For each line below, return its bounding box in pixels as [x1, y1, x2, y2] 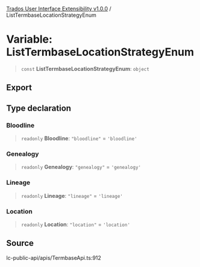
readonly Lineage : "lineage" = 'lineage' [20, 192, 123, 199]
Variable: [6, 32, 53, 46]
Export [6, 82, 32, 93]
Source [6, 238, 34, 248]
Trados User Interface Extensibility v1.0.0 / [6, 5, 111, 12]
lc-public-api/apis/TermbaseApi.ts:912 [6, 254, 101, 261]
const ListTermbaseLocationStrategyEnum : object [20, 65, 149, 72]
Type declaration [6, 103, 71, 113]
